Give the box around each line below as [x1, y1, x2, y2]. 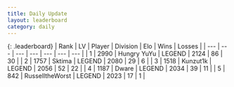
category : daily [7, 23, 55, 30]
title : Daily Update [7, 10, 68, 17]
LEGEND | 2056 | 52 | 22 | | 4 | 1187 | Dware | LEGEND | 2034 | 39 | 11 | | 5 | [7, 64, 226, 73]
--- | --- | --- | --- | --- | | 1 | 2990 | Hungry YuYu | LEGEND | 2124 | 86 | [15, 49, 223, 58]
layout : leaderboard [7, 17, 68, 24]
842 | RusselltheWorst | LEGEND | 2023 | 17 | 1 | [7, 72, 145, 80]
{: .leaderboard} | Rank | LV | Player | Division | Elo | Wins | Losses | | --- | [7, 42, 220, 51]
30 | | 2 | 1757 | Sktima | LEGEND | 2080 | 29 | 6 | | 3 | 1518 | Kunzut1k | [7, 57, 212, 65]
